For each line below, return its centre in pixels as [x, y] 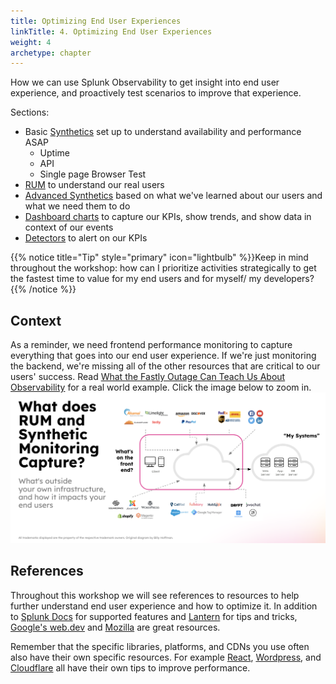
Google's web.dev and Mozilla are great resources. [115, 627]
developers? [289, 279]
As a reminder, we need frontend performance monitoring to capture [151, 345]
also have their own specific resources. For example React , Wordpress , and [166, 657]
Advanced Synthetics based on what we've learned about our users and [173, 196]
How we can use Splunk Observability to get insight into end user [145, 82]
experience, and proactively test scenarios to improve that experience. [156, 93]
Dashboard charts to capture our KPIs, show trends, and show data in [168, 217]
